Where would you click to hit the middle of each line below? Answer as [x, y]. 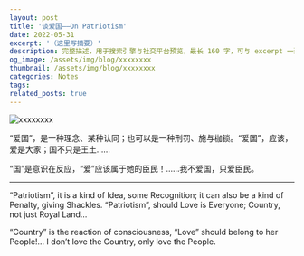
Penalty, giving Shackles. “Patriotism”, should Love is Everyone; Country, [145, 204]
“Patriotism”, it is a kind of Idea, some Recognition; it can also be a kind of [147, 194]
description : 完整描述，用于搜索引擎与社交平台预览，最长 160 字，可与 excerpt [146, 52]
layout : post [34, 18]
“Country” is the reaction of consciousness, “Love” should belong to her [144, 232]
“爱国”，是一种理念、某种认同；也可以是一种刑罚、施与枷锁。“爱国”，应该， [151, 137]
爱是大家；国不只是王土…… [60, 149]
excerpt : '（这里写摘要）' [56, 43]
